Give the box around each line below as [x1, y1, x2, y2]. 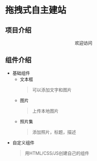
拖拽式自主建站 [5, 4, 67, 16]
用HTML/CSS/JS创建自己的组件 [24, 150, 90, 156]
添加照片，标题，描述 [32, 129, 76, 135]
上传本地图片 [32, 108, 59, 114]
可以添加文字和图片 [32, 86, 72, 92]
